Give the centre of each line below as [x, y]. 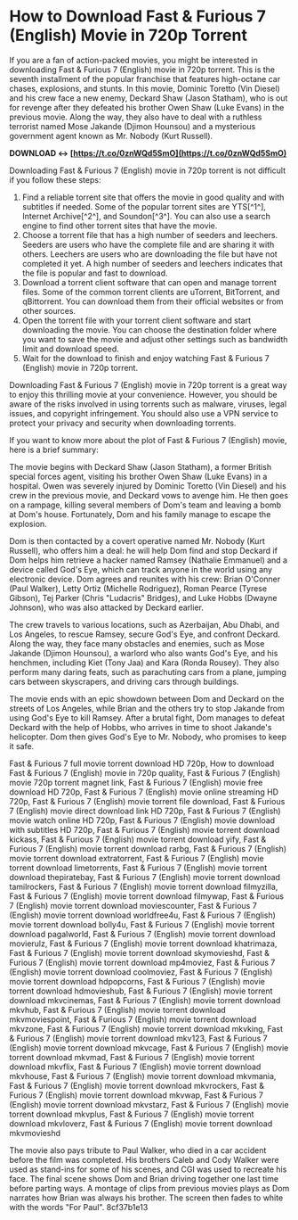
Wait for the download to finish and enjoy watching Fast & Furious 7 [145, 358]
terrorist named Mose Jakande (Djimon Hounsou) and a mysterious [133, 126]
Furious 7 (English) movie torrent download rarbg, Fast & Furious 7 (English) [148, 848]
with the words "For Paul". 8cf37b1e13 [79, 1207]
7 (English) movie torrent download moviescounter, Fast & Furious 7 [133, 905]
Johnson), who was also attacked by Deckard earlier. [107, 607]
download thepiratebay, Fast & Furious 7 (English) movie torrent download [145, 877]
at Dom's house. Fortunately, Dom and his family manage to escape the [140, 514]
